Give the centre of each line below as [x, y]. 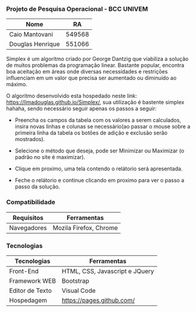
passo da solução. [37, 186]
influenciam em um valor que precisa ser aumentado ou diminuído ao [91, 78]
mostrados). [30, 139]
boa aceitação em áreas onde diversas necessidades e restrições [87, 72]
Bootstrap [76, 281]
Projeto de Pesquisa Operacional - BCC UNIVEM [77, 9]
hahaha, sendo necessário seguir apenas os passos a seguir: [82, 109]
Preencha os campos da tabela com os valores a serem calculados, [98, 120]
